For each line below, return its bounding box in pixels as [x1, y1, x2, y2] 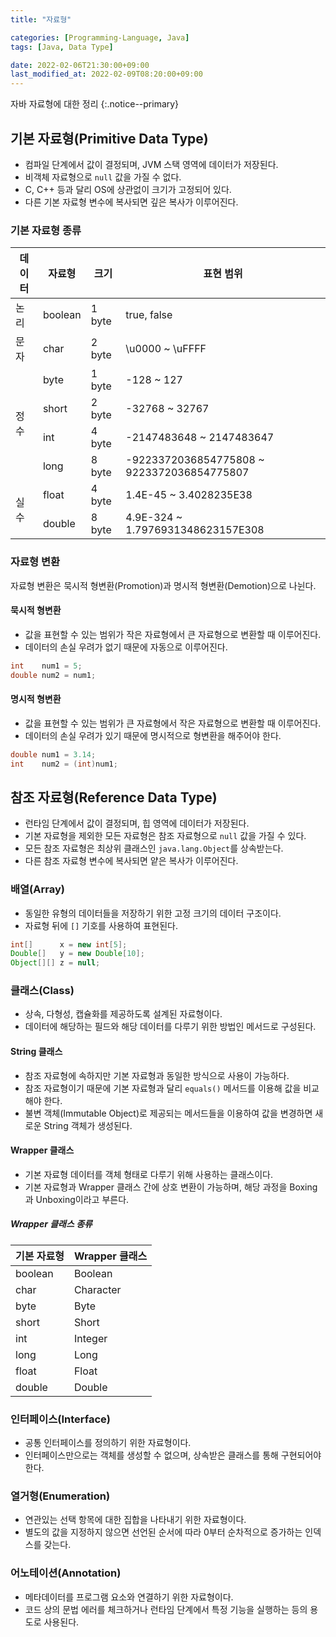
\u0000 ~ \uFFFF [125, 342, 207, 356]
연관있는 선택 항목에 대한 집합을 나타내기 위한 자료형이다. [24, 1514, 247, 1526]
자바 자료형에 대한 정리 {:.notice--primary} [10, 98, 180, 110]
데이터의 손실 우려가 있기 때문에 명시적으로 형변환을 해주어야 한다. [24, 729, 282, 741]
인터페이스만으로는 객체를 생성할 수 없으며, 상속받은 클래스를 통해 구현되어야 [24, 1449, 322, 1461]
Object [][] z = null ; [10, 958, 101, 968]
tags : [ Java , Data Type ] [10, 42, 114, 52]
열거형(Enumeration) [10, 1489, 111, 1503]
